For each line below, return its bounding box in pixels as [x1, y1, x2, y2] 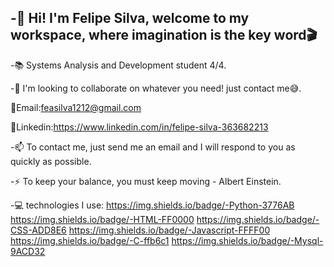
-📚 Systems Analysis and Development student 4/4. [10, 59, 227, 71]
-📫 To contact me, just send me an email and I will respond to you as [10, 141, 296, 153]
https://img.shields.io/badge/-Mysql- [171, 234, 324, 246]
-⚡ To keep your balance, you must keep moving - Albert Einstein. [10, 175, 282, 187]
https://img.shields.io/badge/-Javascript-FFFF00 [68, 224, 271, 236]
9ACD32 [10, 245, 46, 257]
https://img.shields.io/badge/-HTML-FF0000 [10, 213, 195, 225]
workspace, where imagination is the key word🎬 [10, 27, 318, 44]
